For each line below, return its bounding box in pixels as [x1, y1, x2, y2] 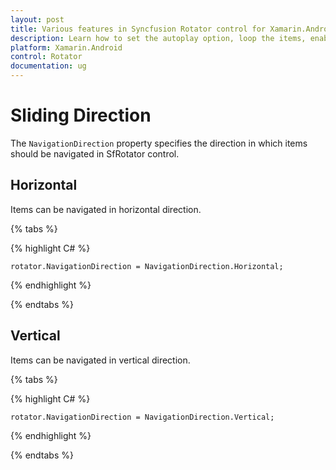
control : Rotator [10, 52, 83, 62]
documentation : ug [10, 61, 87, 71]
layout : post [10, 14, 65, 25]
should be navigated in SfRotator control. [10, 147, 180, 160]
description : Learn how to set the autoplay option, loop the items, [10, 33, 307, 43]
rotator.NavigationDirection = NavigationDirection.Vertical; [10, 412, 275, 422]
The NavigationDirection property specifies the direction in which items [10, 137, 308, 149]
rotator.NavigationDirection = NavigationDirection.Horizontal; [10, 261, 284, 271]
